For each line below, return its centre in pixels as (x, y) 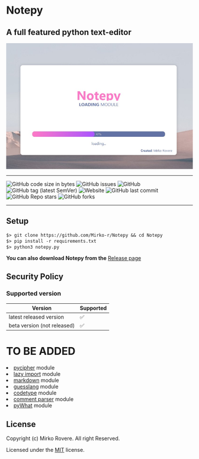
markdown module (36, 380)
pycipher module (34, 368)
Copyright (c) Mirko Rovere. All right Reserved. (63, 438)
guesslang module (36, 387)
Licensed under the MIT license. (45, 450)
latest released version (36, 317)
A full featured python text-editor (69, 32)
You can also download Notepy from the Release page (74, 258)
